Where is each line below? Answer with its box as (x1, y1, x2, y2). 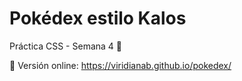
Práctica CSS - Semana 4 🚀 (9, 40, 122, 52)
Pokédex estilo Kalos (9, 7, 187, 30)
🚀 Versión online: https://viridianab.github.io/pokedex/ (9, 59, 232, 71)
